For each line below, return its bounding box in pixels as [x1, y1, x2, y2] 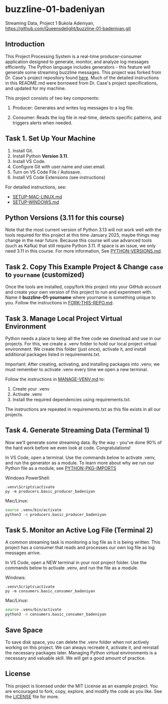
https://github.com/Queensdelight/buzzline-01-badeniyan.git [5, 25, 131, 31]
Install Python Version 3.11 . [12, 153, 69, 159]
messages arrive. [5, 550, 41, 556]
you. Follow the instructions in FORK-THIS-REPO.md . [5, 300, 114, 306]
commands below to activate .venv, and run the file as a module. [5, 565, 139, 571]
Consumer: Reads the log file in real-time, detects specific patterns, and [12, 114, 161, 120]
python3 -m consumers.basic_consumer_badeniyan [5, 612, 107, 617]
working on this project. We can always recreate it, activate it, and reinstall [5, 644, 159, 650]
